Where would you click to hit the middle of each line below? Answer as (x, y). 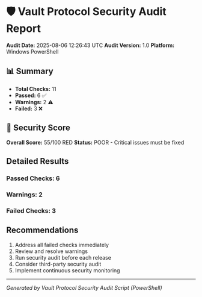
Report (23, 29)
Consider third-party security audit (58, 264)
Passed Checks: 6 (33, 178)
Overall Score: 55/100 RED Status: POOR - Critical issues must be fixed (95, 142)
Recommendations (42, 230)
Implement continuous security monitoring (67, 270)
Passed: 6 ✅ (31, 95)
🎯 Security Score (38, 128)
